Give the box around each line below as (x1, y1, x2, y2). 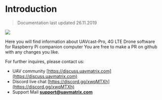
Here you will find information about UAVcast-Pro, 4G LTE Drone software (5, 38, 155, 44)
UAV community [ (12, 68, 48, 74)
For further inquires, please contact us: (5, 58, 84, 65)
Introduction (5, 3, 57, 15)
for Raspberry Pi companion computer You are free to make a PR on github (5, 43, 158, 50)
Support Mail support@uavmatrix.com (12, 89, 93, 95)
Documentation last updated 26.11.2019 (17, 20, 97, 26)
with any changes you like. (5, 49, 59, 55)
